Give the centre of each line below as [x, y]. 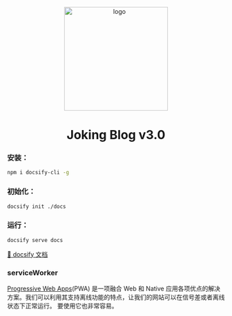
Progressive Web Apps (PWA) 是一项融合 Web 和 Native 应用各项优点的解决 [114, 288]
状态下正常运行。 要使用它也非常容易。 [62, 306]
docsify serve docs [35, 240]
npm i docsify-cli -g [38, 173]
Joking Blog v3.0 [116, 135]
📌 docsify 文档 [28, 254]
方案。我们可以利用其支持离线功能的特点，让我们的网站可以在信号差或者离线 [116, 297]
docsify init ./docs [37, 206]
